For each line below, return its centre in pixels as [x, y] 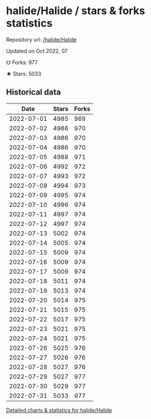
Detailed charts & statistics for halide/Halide [59, 410]
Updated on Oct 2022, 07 [37, 51]
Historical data [33, 92]
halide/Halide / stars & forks [75, 11]
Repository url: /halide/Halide [41, 39]
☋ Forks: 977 [22, 62]
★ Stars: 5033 [24, 73]
